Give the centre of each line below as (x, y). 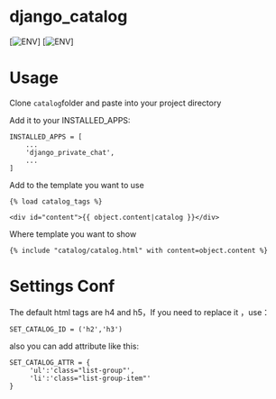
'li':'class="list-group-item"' (90, 378)
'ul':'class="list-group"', (82, 370)
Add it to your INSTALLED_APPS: (70, 120)
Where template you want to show (73, 234)
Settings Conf (62, 286)
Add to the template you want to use (77, 185)
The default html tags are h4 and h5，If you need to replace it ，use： (140, 312)
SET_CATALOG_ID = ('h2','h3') (66, 329)
